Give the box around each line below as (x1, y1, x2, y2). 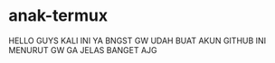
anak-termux (8, 5, 109, 26)
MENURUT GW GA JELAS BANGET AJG (8, 44, 157, 55)
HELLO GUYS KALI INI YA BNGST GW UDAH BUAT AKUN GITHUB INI (8, 35, 267, 46)
